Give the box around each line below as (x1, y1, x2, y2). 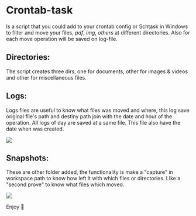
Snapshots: (6, 153, 49, 163)
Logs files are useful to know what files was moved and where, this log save (6, 107, 190, 114)
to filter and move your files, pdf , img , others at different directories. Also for (6, 29, 190, 36)
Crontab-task (6, 4, 73, 17)
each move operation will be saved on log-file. (6, 35, 118, 42)
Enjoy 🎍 (6, 203, 25, 211)
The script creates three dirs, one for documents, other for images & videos (6, 68, 188, 75)
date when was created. (6, 125, 64, 132)
